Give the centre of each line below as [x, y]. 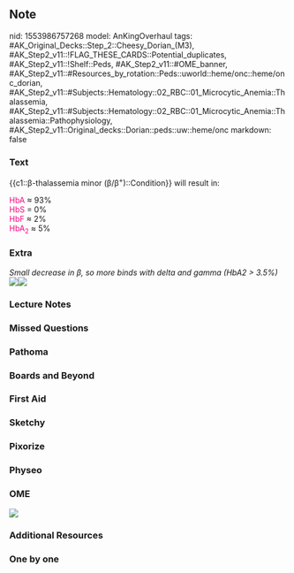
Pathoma [29, 351]
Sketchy [27, 423]
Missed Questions [49, 328]
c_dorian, [26, 82]
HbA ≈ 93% [30, 200]
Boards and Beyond [52, 375]
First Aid [28, 399]
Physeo [26, 470]
